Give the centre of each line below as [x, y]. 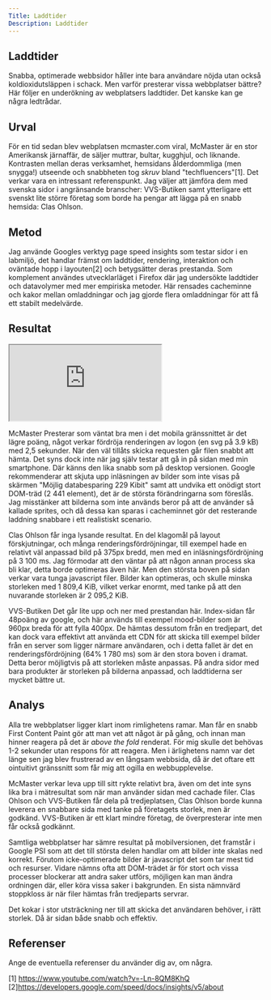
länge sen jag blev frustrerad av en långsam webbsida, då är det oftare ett [131, 759]
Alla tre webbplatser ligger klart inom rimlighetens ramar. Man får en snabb [133, 725]
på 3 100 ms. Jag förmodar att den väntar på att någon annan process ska [132, 560]
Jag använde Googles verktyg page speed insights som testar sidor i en [128, 251]
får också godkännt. [42, 826]
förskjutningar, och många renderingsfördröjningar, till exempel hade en [128, 543]
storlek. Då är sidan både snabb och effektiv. [83, 918]
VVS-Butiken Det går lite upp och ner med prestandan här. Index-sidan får [132, 611]
